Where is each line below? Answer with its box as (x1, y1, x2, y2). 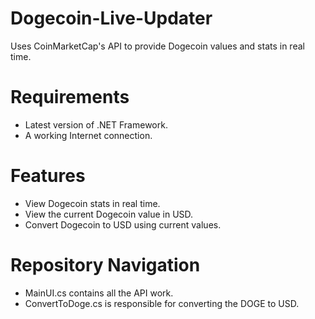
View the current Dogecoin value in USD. (24, 208, 194, 220)
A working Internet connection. (24, 129, 153, 141)
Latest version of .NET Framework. (24, 118, 168, 131)
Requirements (10, 86, 130, 109)
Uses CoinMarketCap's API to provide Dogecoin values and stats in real (10, 40, 305, 52)
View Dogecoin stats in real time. (24, 197, 161, 209)
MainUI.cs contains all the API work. (24, 287, 174, 299)
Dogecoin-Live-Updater (10, 7, 213, 30)
